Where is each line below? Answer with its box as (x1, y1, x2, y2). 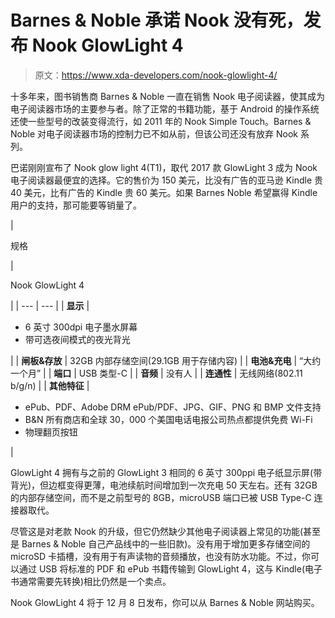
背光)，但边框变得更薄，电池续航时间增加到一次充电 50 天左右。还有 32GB (10, 479, 318, 491)
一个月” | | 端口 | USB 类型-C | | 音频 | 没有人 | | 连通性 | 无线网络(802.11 (10, 367, 303, 379)
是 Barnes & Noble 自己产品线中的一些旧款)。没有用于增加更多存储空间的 (10, 537, 311, 550)
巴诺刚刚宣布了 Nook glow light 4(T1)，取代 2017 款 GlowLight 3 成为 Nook (10, 161, 318, 173)
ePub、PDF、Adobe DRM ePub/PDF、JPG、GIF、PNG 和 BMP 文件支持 (24, 401, 322, 413)
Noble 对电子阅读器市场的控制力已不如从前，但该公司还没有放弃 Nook (10, 127, 298, 140)
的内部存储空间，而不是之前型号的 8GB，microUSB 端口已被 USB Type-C (10, 491, 312, 503)
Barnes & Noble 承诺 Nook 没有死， (10, 9, 304, 32)
